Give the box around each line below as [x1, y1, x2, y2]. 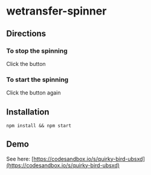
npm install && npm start [6, 122, 71, 128]
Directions [6, 28, 47, 39]
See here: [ [6, 155, 34, 162]
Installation [6, 107, 50, 117]
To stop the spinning [6, 47, 68, 55]
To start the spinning [6, 75, 69, 84]
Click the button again [6, 89, 62, 96]
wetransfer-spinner [6, 4, 107, 18]
